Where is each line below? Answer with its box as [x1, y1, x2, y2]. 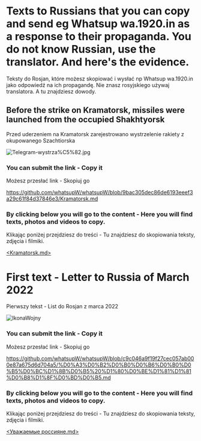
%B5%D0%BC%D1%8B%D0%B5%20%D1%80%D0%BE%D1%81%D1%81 [6, 367, 192, 374]
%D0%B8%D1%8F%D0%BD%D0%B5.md [6, 374, 111, 381]
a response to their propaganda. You [6, 30, 192, 43]
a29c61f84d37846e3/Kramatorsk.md [6, 195, 98, 202]
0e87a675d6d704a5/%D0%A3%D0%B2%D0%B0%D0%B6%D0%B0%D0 [6, 361, 191, 368]
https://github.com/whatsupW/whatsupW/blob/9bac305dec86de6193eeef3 [6, 189, 193, 196]
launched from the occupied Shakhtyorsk [6, 115, 165, 125]
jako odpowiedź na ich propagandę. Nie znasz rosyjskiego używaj [6, 81, 170, 88]
